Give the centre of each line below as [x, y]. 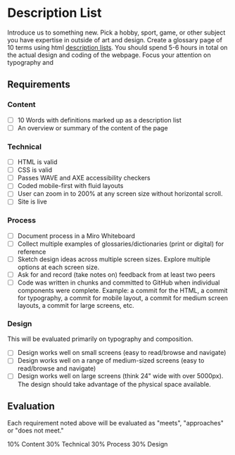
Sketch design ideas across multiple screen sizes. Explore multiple [114, 259]
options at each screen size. [58, 267]
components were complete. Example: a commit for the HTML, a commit [122, 291]
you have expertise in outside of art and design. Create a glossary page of [115, 39]
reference [32, 251]
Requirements [39, 85]
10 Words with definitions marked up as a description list [99, 120]
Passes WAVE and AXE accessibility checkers [84, 178]
